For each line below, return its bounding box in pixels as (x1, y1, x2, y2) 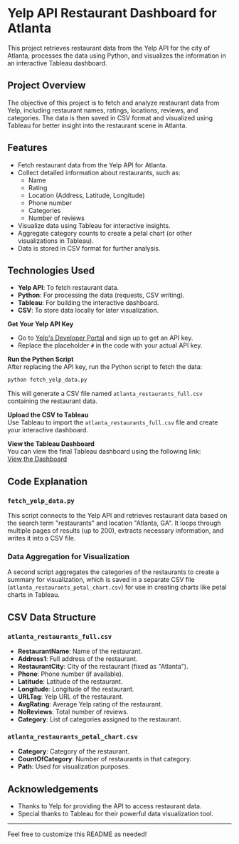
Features (7, 142, 48, 154)
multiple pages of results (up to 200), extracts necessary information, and (7, 526, 224, 535)
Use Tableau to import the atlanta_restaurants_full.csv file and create (7, 418, 218, 427)
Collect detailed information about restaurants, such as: (17, 168, 181, 177)
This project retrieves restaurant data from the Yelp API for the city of (7, 43, 211, 52)
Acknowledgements (7, 783, 99, 795)
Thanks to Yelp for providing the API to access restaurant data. (17, 802, 202, 811)
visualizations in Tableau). (17, 236, 94, 245)
